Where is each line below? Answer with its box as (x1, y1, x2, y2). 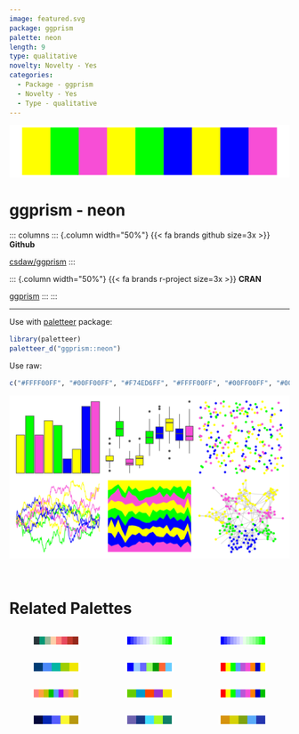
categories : (9, 71, 53, 80)
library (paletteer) (9, 335, 82, 343)
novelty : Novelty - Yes (9, 61, 98, 70)
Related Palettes (9, 599, 133, 618)
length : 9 (9, 43, 46, 52)
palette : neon (9, 33, 62, 42)
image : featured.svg (9, 14, 86, 23)
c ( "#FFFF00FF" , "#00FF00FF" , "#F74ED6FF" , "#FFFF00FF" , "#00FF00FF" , (9, 378, 273, 387)
